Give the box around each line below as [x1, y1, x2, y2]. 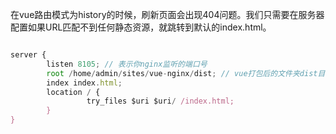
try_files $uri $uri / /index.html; [86, 96, 235, 107]
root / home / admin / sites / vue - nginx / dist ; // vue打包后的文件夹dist [46, 68, 318, 78]
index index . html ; [46, 78, 123, 88]
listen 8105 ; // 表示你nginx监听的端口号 [46, 59, 208, 69]
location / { [46, 87, 101, 97]
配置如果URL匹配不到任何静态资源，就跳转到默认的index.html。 [10, 21, 272, 33]
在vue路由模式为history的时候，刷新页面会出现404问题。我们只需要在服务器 [10, 9, 325, 20]
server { [10, 50, 47, 60]
